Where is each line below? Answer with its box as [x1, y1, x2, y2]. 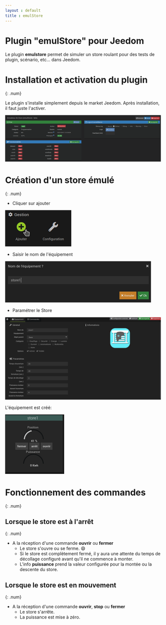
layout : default [5, 8, 41, 13]
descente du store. [19, 567, 58, 573]
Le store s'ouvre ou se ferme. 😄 [19, 545, 85, 552]
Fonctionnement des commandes [5, 487, 146, 498]
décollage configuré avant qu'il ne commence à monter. [19, 556, 133, 562]
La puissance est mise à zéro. [19, 614, 81, 620]
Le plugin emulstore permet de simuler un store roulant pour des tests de [5, 52, 155, 57]
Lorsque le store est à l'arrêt [5, 518, 94, 526]
